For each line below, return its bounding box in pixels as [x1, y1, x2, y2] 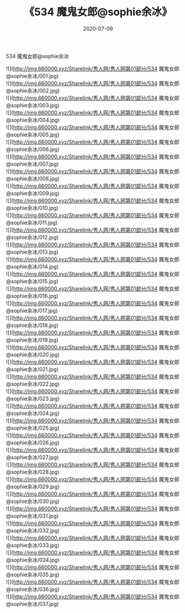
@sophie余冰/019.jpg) [6, 336, 59, 343]
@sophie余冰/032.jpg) [6, 527, 60, 534]
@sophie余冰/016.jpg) [6, 292, 59, 299]
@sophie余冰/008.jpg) [6, 175, 60, 182]
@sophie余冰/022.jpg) [6, 380, 60, 387]
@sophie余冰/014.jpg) [6, 263, 59, 270]
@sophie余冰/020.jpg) [6, 351, 60, 358]
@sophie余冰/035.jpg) [6, 571, 60, 578]
